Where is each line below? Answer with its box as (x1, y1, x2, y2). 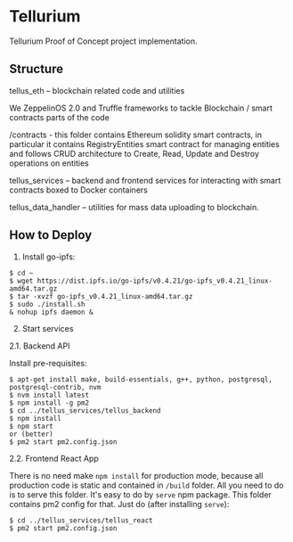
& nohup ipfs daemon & (9, 308, 94, 316)
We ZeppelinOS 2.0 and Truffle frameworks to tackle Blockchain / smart (9, 103, 273, 113)
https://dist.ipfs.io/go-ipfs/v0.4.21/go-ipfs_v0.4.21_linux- (37, 276, 273, 285)
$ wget (9, 276, 34, 285)
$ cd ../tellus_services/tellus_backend (9, 406, 162, 415)
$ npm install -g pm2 (9, 398, 90, 407)
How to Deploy (9, 227, 93, 242)
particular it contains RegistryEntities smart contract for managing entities (9, 138, 281, 149)
